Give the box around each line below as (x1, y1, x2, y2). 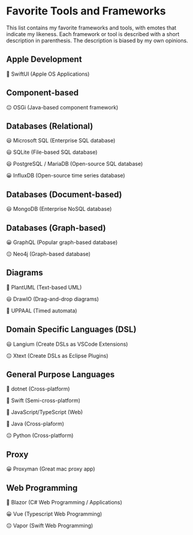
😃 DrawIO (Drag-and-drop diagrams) (6, 295, 99, 302)
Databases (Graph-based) (6, 222, 106, 233)
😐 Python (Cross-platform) (6, 432, 74, 439)
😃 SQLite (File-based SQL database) (6, 148, 98, 156)
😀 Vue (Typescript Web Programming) (6, 510, 102, 518)
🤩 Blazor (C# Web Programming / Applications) (6, 499, 123, 506)
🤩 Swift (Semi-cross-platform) (6, 397, 81, 404)
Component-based (6, 88, 79, 98)
